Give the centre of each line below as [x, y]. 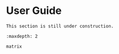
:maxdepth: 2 [22, 36]
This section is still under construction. [60, 26]
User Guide [34, 11]
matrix [14, 46]
